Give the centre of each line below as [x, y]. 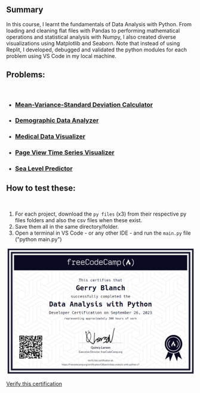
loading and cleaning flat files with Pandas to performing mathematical [93, 30]
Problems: [26, 75]
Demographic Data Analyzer [57, 121]
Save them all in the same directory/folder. [67, 227]
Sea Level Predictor [44, 168]
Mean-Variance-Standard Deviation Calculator [84, 105]
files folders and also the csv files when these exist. [78, 220]
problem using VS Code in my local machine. [61, 56]
